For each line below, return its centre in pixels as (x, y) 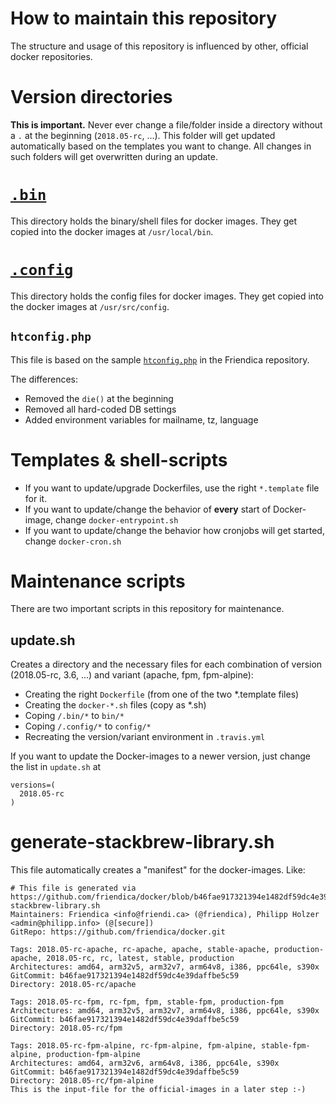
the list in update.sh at (56, 767)
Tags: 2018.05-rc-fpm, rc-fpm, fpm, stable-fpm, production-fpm (147, 1002)
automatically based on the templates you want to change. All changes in (161, 146)
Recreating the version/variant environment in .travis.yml (145, 737)
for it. (36, 498)
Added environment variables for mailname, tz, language (141, 419)
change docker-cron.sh (73, 541)
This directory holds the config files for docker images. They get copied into (167, 296)
